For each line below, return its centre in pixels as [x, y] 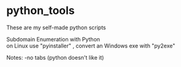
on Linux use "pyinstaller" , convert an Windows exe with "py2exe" [91, 46]
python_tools [40, 11]
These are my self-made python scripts [56, 27]
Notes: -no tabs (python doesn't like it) [55, 57]
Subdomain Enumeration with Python [53, 39]
